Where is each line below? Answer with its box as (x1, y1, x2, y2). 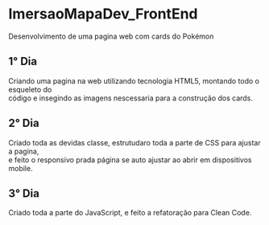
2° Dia (8, 117, 39, 130)
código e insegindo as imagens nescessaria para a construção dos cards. (8, 93, 254, 103)
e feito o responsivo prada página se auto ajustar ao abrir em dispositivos (8, 154, 252, 165)
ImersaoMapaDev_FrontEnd (8, 5, 198, 23)
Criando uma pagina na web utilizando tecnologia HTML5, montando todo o (8, 76, 260, 85)
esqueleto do (8, 84, 52, 94)
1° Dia (8, 55, 38, 68)
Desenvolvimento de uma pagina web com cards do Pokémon (8, 31, 214, 41)
